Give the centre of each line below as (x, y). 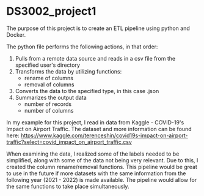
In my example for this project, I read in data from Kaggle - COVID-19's (95, 122)
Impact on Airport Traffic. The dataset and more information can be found (99, 129)
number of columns (49, 110)
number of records (48, 104)
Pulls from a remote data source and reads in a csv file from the (95, 58)
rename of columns (49, 78)
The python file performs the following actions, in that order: (82, 47)
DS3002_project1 (51, 11)
